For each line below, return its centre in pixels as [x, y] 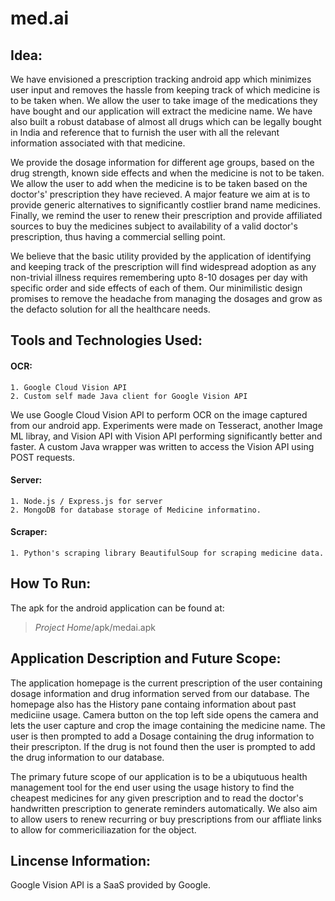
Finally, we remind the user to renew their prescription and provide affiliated [166, 215]
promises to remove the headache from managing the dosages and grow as [166, 298]
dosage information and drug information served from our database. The [160, 693]
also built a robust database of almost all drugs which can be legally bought [166, 121]
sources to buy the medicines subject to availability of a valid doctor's [154, 226]
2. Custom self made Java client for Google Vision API [129, 396]
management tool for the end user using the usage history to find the [152, 787]
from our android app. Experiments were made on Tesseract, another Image [166, 425]
